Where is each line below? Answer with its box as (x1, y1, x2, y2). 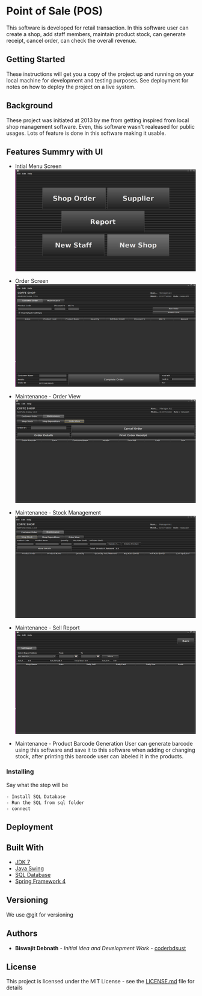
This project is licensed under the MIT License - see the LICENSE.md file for (6, 978, 195, 985)
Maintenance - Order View (14, 393, 81, 400)
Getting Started (6, 54, 66, 64)
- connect (6, 805, 31, 812)
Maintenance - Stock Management (14, 509, 101, 516)
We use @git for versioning (6, 911, 74, 918)
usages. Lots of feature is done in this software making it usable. (6, 129, 167, 137)
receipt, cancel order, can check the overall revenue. (6, 37, 137, 44)
